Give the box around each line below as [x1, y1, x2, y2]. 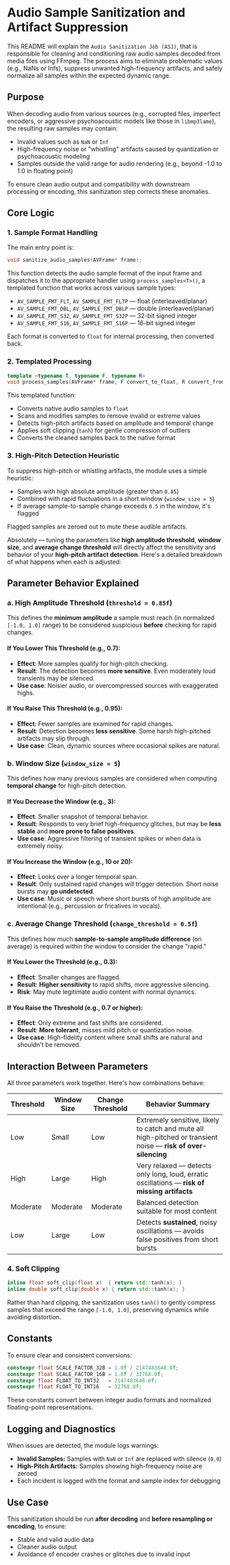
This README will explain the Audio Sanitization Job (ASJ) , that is [7, 42, 198, 50]
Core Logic [7, 208, 55, 219]
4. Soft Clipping [7, 1263, 60, 1273]
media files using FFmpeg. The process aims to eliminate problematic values [7, 56, 223, 65]
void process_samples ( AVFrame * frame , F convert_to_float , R [7, 379, 186, 386]
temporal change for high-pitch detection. [7, 781, 127, 790]
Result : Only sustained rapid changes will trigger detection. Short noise [16, 880, 219, 888]
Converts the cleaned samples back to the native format [16, 434, 176, 442]
